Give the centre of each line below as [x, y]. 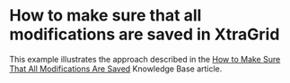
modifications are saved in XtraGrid [145, 34]
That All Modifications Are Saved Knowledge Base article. [116, 69]
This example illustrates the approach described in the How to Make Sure [145, 59]
